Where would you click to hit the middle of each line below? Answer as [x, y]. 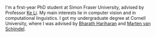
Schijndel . [16, 29]
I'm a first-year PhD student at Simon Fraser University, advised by [75, 7]
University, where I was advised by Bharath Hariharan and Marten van [78, 23]
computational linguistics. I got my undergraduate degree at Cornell [75, 18]
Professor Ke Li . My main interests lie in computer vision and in [71, 13]
